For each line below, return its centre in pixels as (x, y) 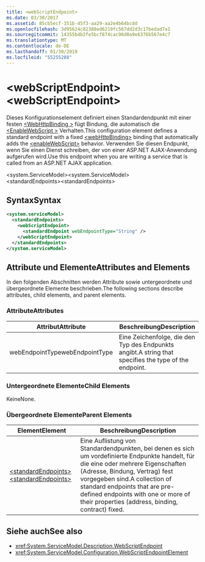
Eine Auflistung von (108, 441)
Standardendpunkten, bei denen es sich (137, 449)
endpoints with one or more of (147, 494)
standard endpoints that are (120, 487)
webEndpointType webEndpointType (61, 352)
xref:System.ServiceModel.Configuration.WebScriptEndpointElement (102, 552)
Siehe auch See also (45, 531)
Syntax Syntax (34, 200)
